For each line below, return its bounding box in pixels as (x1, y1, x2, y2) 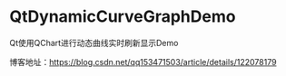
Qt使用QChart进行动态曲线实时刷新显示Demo (9, 37, 179, 48)
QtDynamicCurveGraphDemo (9, 6, 236, 27)
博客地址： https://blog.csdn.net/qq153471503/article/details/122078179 (9, 56, 277, 67)
